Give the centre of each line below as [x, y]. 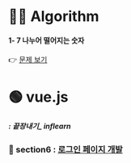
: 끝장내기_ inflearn [40, 126]
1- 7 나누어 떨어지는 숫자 [46, 40]
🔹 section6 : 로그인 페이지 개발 [65, 149]
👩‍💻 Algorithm [54, 17]
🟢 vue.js [38, 97]
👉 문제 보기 [28, 60]
